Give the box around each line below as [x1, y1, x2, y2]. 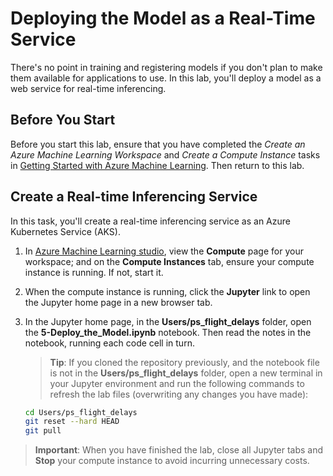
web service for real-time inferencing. [10, 82, 167, 94]
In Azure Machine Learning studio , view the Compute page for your [24, 245, 304, 257]
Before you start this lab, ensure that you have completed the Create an [10, 138, 306, 150]
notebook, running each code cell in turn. [24, 337, 195, 349]
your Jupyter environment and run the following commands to [49, 377, 305, 389]
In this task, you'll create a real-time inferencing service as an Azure [10, 215, 291, 227]
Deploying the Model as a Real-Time [10, 7, 316, 30]
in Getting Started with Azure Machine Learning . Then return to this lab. [10, 159, 305, 171]
